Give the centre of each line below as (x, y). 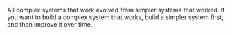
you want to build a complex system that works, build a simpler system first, (115, 17)
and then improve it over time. (50, 24)
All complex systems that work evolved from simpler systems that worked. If (116, 10)
